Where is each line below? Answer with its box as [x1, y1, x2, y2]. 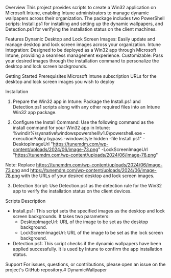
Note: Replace [5, 162, 35, 168]
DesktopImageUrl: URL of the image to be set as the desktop [20, 219, 149, 225]
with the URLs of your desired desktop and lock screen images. [21, 173, 155, 179]
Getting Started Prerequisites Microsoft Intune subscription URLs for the [5, 73, 157, 79]
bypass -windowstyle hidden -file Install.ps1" [47, 136, 142, 141]
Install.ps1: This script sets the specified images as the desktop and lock [12, 208, 165, 214]
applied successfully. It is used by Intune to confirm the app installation [12, 246, 162, 252]
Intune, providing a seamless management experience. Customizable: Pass [5, 52, 163, 58]
